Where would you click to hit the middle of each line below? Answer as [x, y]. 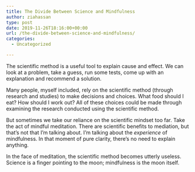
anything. [18, 145]
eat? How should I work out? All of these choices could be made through [94, 102]
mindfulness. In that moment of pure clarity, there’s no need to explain [91, 139]
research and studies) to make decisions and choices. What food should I [95, 96]
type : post [19, 22]
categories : [21, 39]
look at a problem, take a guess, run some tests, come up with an [85, 72]
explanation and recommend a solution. [54, 78]
